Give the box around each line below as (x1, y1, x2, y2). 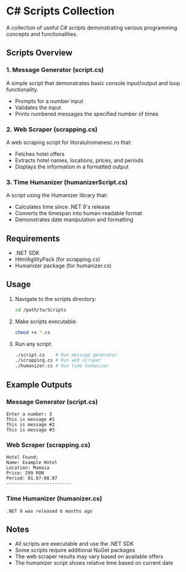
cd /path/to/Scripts (14, 307, 67, 313)
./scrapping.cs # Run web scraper (14, 357, 101, 363)
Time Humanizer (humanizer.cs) (6, 495, 103, 503)
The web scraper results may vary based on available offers (14, 553, 164, 560)
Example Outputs (6, 380, 73, 390)
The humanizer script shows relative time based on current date (14, 559, 173, 567)
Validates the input (14, 104, 61, 111)
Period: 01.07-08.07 (6, 475, 58, 481)
